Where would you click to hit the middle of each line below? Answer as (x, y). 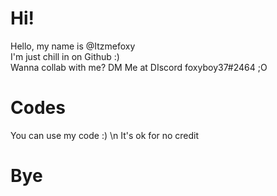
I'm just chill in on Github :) (65, 56)
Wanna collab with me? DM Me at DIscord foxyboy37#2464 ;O (139, 67)
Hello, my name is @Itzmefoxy (73, 46)
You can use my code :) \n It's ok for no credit (105, 135)
